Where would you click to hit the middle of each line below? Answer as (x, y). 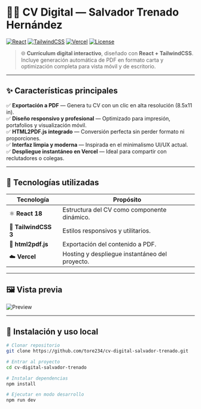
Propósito (127, 199)
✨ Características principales (62, 91)
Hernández (34, 25)
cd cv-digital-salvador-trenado (46, 367)
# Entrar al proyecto (33, 362)
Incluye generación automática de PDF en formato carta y (92, 60)
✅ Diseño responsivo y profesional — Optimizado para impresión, (88, 118)
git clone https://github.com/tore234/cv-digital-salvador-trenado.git (97, 351)
